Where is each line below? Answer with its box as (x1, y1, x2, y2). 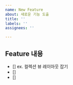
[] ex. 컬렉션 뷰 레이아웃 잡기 (12, 63, 69, 69)
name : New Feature (5, 7, 43, 12)
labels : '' (5, 21, 28, 26)
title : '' (5, 16, 26, 21)
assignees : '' (5, 26, 35, 31)
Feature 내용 (5, 49, 43, 58)
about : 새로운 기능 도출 (5, 12, 50, 17)
